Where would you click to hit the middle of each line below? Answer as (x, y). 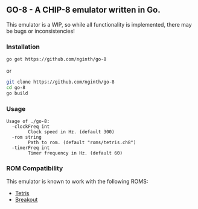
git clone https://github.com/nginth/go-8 (60, 82)
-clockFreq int (31, 127)
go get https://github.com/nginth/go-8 (56, 59)
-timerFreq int (31, 148)
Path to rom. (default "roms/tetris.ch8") (82, 142)
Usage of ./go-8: (28, 121)
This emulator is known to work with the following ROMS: (77, 182)
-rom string (27, 137)
